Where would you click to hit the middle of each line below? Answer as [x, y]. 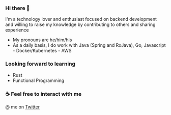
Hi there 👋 [18, 8]
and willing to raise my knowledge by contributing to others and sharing [80, 24]
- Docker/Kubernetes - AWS [42, 51]
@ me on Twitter [22, 107]
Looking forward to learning [40, 64]
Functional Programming [38, 80]
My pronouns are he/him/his [42, 40]
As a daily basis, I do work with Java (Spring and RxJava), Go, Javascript [89, 45]
